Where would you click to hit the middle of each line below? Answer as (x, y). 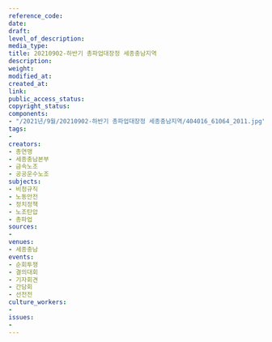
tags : (17, 129)
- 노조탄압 (23, 212)
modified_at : (30, 76)
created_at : (28, 83)
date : (17, 24)
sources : (23, 227)
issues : (21, 317)
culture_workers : (38, 302)
